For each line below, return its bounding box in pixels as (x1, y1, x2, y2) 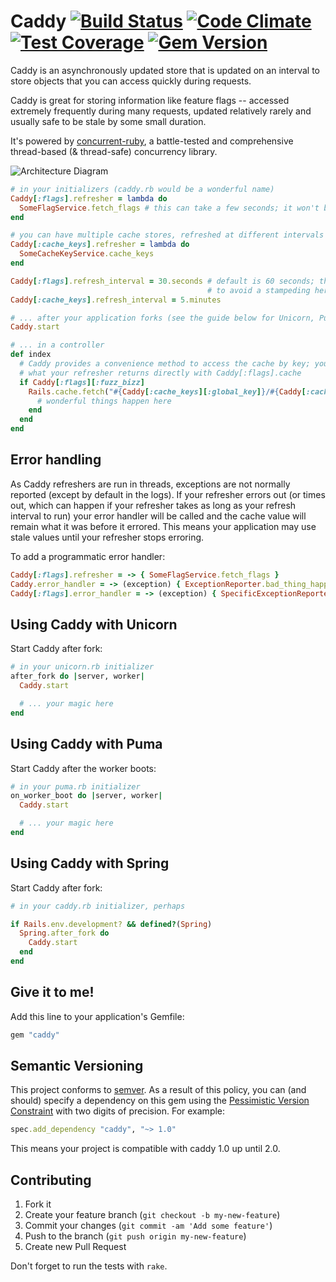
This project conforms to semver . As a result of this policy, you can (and (10, 1084, 307, 1096)
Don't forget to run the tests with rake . (10, 1260, 168, 1272)
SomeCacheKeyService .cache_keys (19, 249, 155, 259)
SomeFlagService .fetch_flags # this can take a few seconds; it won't (19, 203, 320, 213)
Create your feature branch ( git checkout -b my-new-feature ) (24, 1209, 281, 1221)
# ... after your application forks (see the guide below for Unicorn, (10, 313, 315, 323)
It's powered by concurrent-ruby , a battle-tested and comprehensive (10, 135, 294, 147)
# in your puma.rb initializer (10, 781, 141, 792)
